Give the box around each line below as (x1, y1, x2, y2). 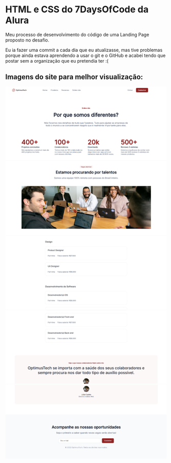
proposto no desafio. (5, 37, 50, 43)
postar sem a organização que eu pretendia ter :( (5, 57, 109, 64)
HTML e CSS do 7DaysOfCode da (5, 4, 149, 15)
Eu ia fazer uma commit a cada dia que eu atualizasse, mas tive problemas (5, 47, 163, 53)
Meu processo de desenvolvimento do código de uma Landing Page (5, 31, 149, 37)
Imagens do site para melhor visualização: (5, 73, 143, 82)
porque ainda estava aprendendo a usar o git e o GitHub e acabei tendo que (5, 52, 166, 59)
